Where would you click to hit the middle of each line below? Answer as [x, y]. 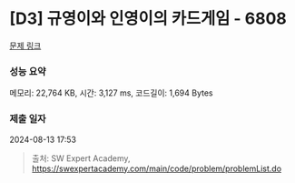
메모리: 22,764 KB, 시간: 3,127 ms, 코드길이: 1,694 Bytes [111, 93]
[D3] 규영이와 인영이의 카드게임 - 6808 [148, 19]
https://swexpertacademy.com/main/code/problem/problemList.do [157, 168]
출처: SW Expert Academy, [81, 158]
